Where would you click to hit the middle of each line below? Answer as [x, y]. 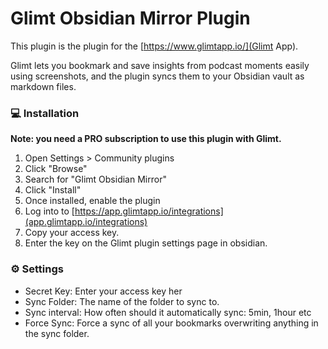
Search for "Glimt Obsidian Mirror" [95, 179]
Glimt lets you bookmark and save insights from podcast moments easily [160, 65]
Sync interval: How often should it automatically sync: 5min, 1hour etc [168, 312]
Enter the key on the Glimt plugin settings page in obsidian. [146, 243]
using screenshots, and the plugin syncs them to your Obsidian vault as [157, 76]
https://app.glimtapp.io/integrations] [149, 211]
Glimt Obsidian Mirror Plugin [130, 18]
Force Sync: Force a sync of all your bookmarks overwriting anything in [171, 323]
